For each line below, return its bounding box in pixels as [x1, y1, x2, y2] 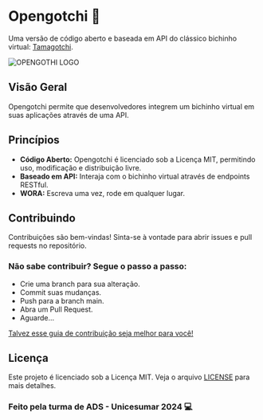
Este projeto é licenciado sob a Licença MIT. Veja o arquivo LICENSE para [8, 372, 250, 382]
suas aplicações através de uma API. [8, 110, 129, 120]
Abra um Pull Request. [19, 304, 93, 314]
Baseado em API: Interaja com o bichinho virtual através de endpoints [19, 171, 250, 181]
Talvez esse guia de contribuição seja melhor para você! [8, 328, 194, 338]
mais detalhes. [8, 381, 57, 391]
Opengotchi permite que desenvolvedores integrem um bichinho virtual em [8, 101, 255, 111]
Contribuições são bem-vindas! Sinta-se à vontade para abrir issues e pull [8, 233, 253, 242]
